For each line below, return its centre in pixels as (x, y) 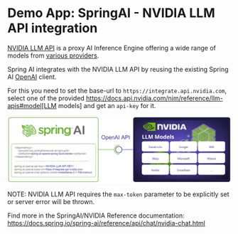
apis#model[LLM (32, 105)
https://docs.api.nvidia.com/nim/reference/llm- (155, 98)
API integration (53, 28)
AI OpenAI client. (32, 77)
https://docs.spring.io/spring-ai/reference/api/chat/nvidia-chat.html (107, 223)
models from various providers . (53, 55)
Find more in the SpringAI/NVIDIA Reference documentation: (96, 216)
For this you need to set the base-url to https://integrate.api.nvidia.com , (117, 90)
